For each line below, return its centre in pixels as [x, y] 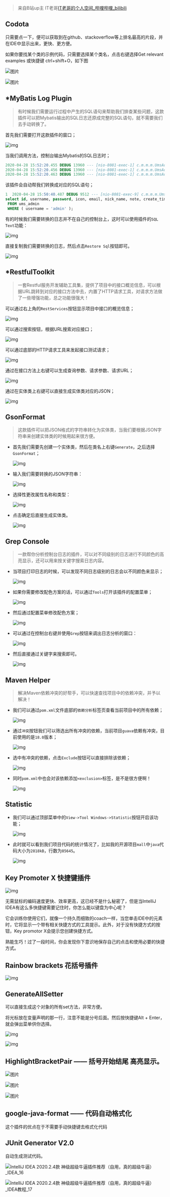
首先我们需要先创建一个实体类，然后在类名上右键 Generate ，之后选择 [84, 447]
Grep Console [27, 541]
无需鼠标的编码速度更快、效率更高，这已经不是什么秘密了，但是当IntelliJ [81, 901]
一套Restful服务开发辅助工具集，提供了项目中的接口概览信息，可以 [87, 285]
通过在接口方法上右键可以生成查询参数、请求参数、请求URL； [70, 370]
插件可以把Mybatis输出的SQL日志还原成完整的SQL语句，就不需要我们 [90, 118]
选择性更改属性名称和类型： [41, 495]
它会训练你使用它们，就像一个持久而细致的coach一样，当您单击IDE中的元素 [84, 918]
